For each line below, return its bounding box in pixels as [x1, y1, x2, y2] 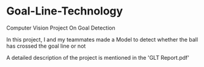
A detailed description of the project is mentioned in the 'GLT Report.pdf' [6, 54, 189, 61]
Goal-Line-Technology [6, 4, 123, 18]
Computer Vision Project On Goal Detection [6, 24, 116, 31]
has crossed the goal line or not [6, 42, 86, 49]
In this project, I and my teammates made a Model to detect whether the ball [6, 36, 199, 43]
